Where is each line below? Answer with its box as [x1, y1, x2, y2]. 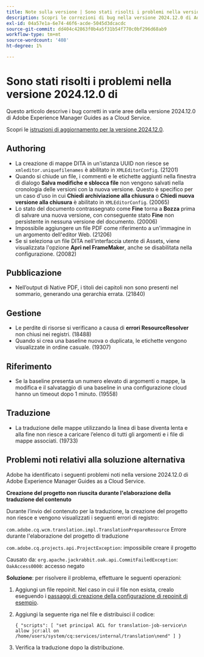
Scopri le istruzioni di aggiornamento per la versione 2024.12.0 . [6, 125, 165, 133]
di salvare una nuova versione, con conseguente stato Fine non [15, 211, 174, 219]
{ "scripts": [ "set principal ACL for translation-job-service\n [15, 622, 187, 628]
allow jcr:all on [15, 628, 59, 634]
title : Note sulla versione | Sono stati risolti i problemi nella [6, 9, 181, 15]
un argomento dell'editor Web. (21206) [15, 231, 112, 238]
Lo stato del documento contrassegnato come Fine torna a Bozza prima [15, 205, 195, 212]
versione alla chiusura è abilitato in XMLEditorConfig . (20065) [15, 199, 170, 206]
